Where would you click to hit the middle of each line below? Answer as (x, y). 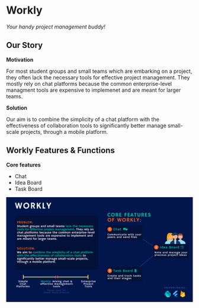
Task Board (28, 189)
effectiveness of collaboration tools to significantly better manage (86, 126)
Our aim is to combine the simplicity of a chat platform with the (83, 119)
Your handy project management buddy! (56, 27)
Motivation (20, 59)
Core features (24, 165)
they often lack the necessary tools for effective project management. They (98, 77)
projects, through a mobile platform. (64, 131)
